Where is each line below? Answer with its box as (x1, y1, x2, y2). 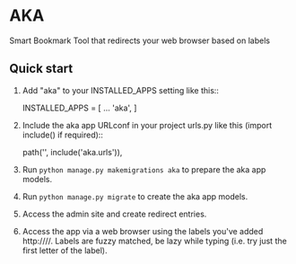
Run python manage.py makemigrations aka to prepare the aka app (22, 163, 266, 175)
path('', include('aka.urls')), (22, 146, 123, 157)
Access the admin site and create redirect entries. (22, 208, 207, 219)
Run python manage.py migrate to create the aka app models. (22, 190, 248, 202)
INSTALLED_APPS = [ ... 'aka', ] (22, 102, 137, 113)
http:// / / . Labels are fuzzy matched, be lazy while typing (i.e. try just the (22, 235, 287, 246)
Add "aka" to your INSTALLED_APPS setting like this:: (22, 84, 220, 95)
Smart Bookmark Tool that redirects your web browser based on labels (9, 35, 271, 46)
